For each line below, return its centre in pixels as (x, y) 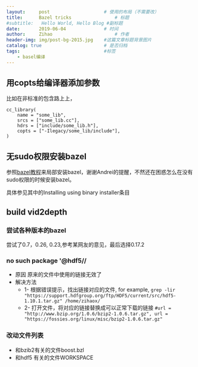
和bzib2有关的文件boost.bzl (50, 350)
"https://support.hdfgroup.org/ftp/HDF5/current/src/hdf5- (100, 296)
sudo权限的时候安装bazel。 (41, 180)
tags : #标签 (61, 51)
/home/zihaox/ (83, 301)
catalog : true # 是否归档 (67, 46)
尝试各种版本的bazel (36, 230)
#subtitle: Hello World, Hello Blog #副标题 (64, 23)
